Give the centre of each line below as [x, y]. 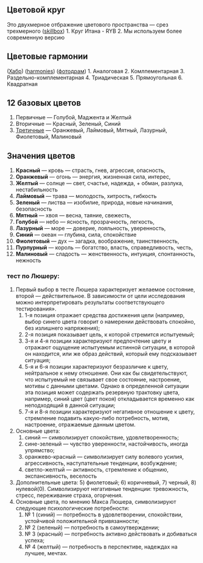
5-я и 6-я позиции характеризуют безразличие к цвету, [96, 366]
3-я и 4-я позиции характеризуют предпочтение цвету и [98, 341]
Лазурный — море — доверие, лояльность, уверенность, [91, 228]
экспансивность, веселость [61, 476]
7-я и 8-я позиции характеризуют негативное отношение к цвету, [110, 412]
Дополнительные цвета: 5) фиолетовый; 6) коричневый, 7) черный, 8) [106, 482]
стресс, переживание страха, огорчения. [69, 495]
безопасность [34, 209]
